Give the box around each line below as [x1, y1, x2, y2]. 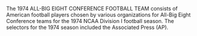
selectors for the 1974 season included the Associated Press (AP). [6, 24, 169, 31]
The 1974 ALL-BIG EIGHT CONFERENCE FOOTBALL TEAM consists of [6, 5, 178, 12]
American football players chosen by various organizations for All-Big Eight [6, 11, 191, 18]
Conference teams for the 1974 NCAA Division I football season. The [6, 18, 174, 24]
